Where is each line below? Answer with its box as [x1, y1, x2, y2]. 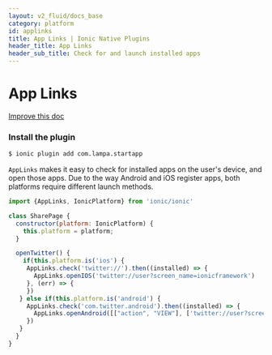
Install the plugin [8, 131, 75, 143]
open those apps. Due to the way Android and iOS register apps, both [8, 173, 240, 183]
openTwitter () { [15, 249, 70, 258]
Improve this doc [8, 111, 65, 121]
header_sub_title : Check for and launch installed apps [8, 49, 201, 58]
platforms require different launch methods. [8, 182, 154, 191]
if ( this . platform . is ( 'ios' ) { [23, 257, 125, 265]
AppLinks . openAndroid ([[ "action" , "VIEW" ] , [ [33, 310, 190, 318]
